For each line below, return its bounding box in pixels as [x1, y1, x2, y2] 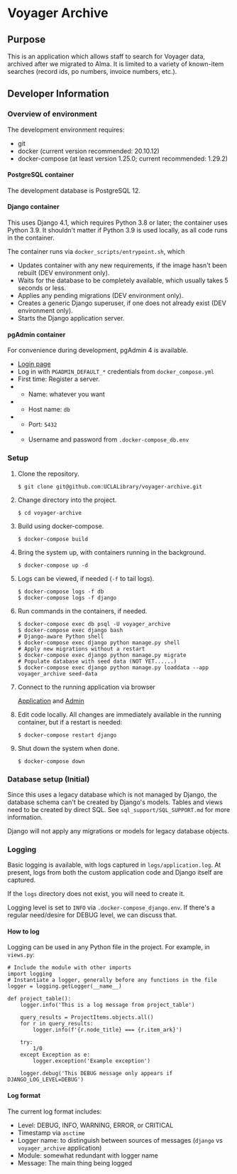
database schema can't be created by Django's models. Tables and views [7, 798, 224, 806]
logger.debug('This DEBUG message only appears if [20, 1070, 173, 1077]
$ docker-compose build [17, 535, 89, 543]
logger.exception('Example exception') [33, 1057, 151, 1064]
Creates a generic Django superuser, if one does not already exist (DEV [17, 299, 227, 307]
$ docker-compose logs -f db [17, 588, 104, 595]
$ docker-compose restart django [17, 731, 117, 739]
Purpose [7, 33, 46, 46]
